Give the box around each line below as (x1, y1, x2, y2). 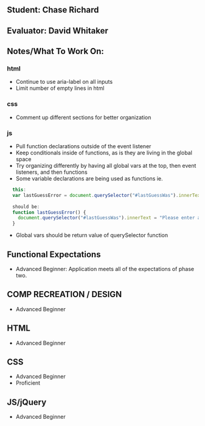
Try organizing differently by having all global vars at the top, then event (15, 162, 196, 170)
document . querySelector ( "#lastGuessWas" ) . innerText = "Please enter (18, 215, 195, 221)
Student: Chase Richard (7, 5, 99, 15)
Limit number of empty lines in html (15, 84, 105, 92)
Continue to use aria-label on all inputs (15, 78, 113, 86)
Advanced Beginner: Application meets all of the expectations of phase (15, 266, 194, 272)
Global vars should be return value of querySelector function (15, 232, 169, 239)
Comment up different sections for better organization (15, 114, 151, 121)
